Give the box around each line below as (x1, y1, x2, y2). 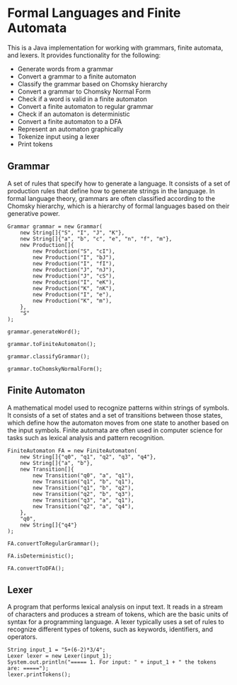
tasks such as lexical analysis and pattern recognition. (7, 433, 165, 442)
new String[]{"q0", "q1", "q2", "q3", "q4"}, (20, 453, 157, 461)
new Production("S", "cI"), (33, 248, 115, 255)
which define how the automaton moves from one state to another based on (7, 418, 229, 427)
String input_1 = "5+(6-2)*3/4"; (7, 646, 106, 654)
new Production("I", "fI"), (33, 260, 115, 267)
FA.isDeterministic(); (7, 552, 74, 560)
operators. (7, 633, 37, 641)
